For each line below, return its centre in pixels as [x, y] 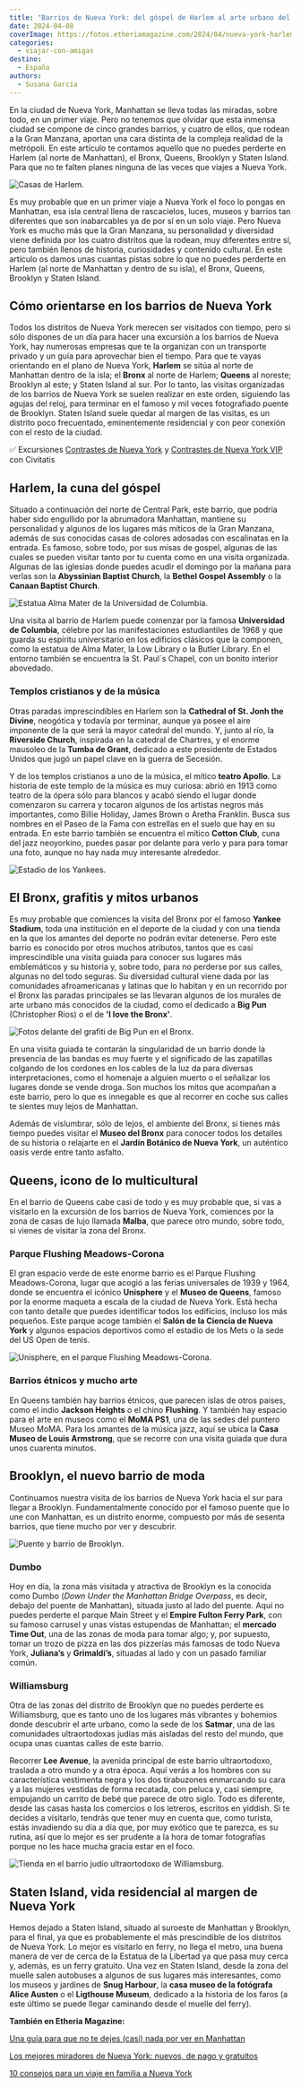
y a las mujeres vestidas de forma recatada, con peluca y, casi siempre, [142, 1789]
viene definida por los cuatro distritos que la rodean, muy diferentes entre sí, [150, 239]
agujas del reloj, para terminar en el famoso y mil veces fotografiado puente [149, 403]
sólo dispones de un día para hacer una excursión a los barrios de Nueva [144, 337]
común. [23, 1662]
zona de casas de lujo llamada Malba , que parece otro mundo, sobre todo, [147, 1221]
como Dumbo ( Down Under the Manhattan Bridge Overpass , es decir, [138, 1596]
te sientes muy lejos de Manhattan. [74, 1106]
